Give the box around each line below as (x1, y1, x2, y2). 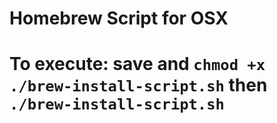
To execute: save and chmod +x (9, 53, 266, 76)
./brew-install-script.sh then (9, 74, 268, 97)
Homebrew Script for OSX (9, 7, 229, 30)
